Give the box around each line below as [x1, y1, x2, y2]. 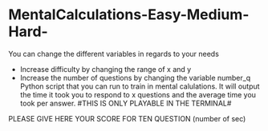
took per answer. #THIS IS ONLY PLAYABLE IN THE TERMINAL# [19, 98, 232, 108]
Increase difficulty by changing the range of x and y [19, 64, 192, 73]
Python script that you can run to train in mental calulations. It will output [19, 81, 260, 91]
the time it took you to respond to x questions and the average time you [19, 89, 257, 99]
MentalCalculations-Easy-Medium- [8, 6, 250, 24]
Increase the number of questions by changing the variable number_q [19, 73, 251, 82]
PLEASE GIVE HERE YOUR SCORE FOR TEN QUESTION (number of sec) [8, 113, 246, 123]
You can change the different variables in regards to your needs [8, 49, 219, 58]
